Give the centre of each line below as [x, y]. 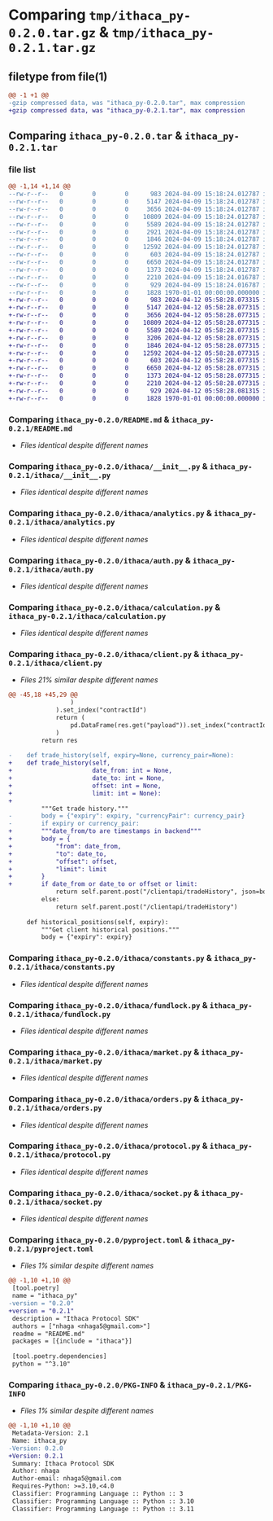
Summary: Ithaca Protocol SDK [63, 1463]
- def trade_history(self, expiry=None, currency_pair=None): [121, 756]
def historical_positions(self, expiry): [97, 922]
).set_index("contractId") [102, 710]
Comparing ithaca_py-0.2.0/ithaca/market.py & [104, 1052]
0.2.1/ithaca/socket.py [56, 1202]
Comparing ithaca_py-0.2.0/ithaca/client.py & [104, 655]
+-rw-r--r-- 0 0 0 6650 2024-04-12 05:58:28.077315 [134, 368]
